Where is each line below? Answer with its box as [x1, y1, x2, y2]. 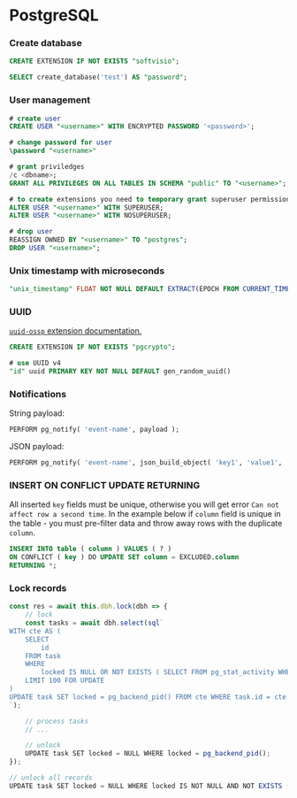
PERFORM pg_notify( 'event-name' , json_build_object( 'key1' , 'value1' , [9, 458, 283, 467]
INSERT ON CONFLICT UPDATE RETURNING [9, 479, 201, 491]
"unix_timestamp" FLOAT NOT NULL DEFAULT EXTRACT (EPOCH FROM [9, 285, 240, 294]
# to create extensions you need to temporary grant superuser [9, 195, 247, 203]
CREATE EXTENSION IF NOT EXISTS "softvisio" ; [9, 57, 179, 66]
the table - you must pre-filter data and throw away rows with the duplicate [9, 518, 283, 529]
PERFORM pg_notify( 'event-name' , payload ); [9, 426, 179, 434]
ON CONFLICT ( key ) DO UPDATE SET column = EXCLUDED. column [9, 553, 240, 562]
